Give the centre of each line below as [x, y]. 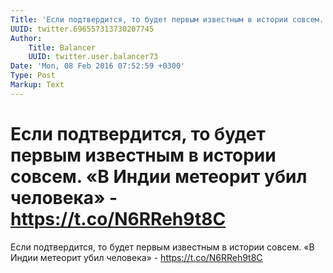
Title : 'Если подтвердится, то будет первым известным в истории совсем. [167, 19]
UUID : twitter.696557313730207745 [82, 29]
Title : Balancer [62, 47]
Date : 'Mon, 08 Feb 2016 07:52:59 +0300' [98, 66]
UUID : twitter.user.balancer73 [93, 57]
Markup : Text [37, 85]
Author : [26, 38]
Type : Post [33, 76]
